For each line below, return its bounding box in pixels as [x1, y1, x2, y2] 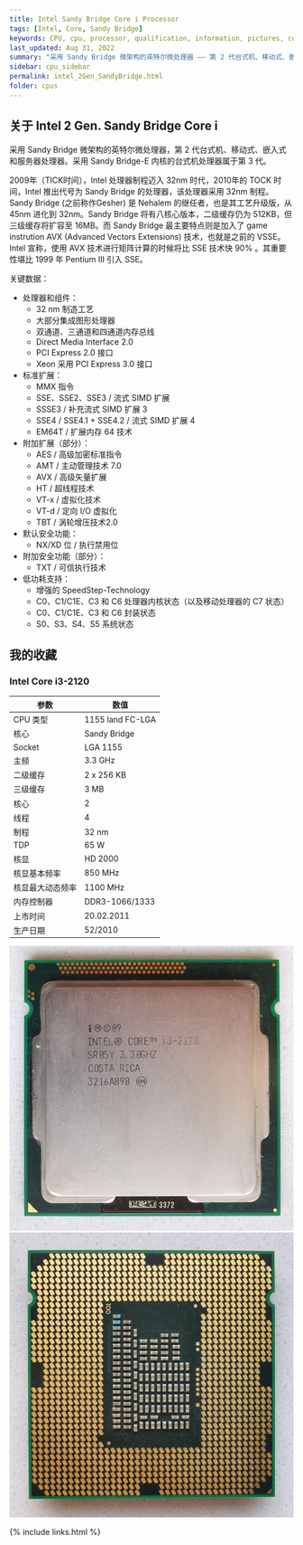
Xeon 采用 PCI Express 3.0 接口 [35, 358, 153, 369]
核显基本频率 [13, 867, 61, 878]
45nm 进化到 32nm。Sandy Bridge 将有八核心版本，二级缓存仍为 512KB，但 [9, 208, 293, 219]
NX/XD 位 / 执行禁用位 [35, 539, 119, 550]
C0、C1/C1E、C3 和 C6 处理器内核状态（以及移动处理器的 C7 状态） [35, 595, 289, 606]
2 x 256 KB [84, 769, 126, 780]
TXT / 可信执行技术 [35, 562, 106, 573]
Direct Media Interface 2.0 [35, 336, 133, 347]
